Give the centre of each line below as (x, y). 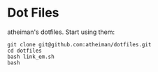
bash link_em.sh (31, 57)
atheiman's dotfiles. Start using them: (61, 32)
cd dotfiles (24, 51)
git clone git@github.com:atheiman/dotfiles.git (79, 44)
